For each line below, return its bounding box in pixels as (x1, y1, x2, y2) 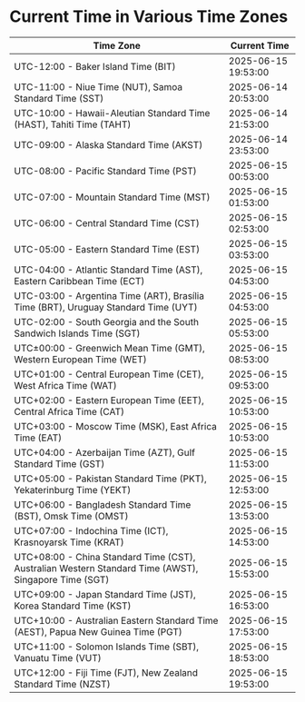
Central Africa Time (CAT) (14, 405, 125, 418)
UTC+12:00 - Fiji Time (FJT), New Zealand (14, 666, 198, 678)
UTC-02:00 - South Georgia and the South (14, 315, 200, 328)
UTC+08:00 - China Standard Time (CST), (14, 550, 196, 563)
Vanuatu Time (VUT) (14, 651, 102, 664)
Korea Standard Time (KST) (14, 599, 132, 612)
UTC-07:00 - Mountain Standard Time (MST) (14, 191, 211, 203)
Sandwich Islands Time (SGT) (14, 327, 141, 340)
